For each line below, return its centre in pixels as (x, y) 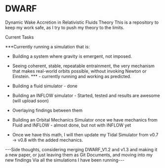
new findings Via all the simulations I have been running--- (65, 160)
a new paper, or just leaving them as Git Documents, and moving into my (79, 155)
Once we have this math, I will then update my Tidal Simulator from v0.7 (85, 134)
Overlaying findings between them (47, 110)
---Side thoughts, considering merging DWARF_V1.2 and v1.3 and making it (81, 149)
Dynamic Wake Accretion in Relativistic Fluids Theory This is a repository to (82, 22)
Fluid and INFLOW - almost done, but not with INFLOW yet (72, 125)
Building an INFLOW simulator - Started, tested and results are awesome (86, 95)
